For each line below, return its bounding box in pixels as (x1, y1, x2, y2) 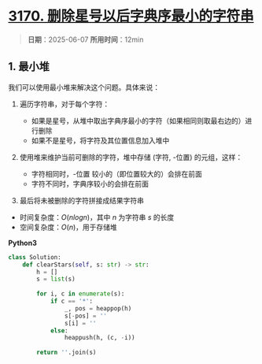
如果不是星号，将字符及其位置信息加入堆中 (31, 136, 170, 145)
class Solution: (8, 253, 61, 261)
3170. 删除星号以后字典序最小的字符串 (8, 7, 254, 25)
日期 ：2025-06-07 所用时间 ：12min (27, 35, 144, 44)
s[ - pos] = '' (64, 312, 108, 320)
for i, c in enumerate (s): (36, 290, 125, 298)
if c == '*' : (50, 297, 93, 305)
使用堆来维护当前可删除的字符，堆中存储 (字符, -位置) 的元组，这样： (19, 152, 243, 162)
